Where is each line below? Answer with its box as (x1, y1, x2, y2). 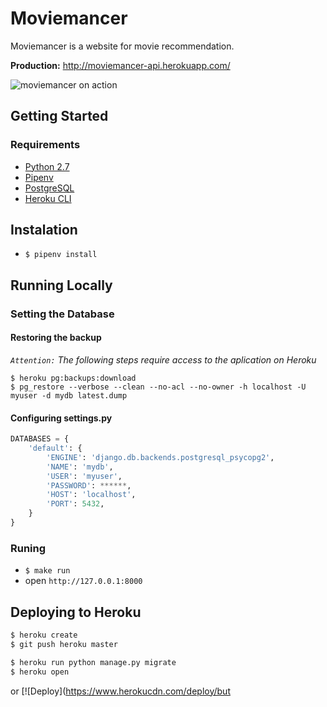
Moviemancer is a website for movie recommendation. (10, 40, 235, 52)
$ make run (24, 566, 71, 576)
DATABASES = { (10, 434, 70, 444)
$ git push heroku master (10, 639, 118, 649)
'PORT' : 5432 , (46, 499, 105, 509)
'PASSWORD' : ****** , (46, 480, 132, 491)
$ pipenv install (24, 250, 98, 260)
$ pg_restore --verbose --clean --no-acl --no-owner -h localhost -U (10, 382, 307, 392)
